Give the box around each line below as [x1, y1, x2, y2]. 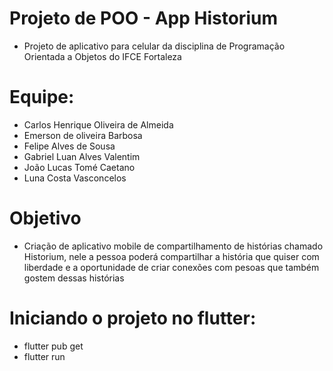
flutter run [23, 350, 66, 362]
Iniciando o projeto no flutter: [9, 307, 257, 329]
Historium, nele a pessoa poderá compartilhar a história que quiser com [23, 250, 320, 262]
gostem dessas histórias [23, 272, 125, 284]
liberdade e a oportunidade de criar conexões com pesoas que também [23, 261, 320, 273]
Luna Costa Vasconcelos [23, 172, 127, 184]
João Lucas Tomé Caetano [23, 161, 136, 173]
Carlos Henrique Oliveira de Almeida [23, 118, 174, 131]
